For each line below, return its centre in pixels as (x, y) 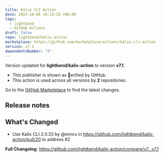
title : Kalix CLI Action (31, 10)
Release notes (27, 105)
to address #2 (56, 139)
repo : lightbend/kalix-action (36, 38)
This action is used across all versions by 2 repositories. (69, 80)
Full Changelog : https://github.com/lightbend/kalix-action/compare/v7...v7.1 (82, 149)
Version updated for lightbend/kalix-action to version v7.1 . (65, 65)
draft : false (19, 33)
